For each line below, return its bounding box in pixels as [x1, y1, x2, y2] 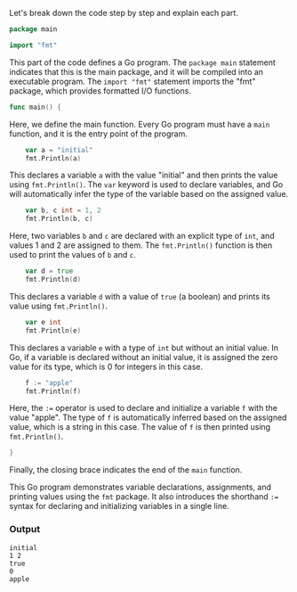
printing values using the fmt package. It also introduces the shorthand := [9, 491, 279, 502]
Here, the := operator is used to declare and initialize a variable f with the [9, 403, 278, 414]
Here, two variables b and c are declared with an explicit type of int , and [9, 231, 275, 242]
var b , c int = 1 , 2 [25, 206, 101, 215]
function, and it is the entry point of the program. [9, 128, 189, 139]
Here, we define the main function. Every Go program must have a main [9, 119, 270, 129]
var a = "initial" [25, 145, 93, 154]
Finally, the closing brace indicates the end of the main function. [9, 465, 243, 475]
